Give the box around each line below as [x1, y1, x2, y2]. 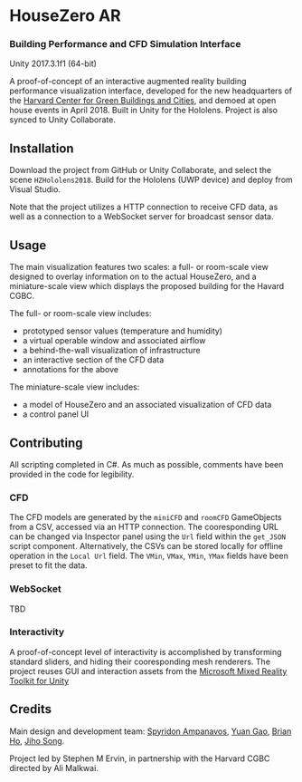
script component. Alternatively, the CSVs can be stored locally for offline [9, 541, 283, 552]
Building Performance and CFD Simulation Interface [9, 38, 241, 51]
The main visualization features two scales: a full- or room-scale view [9, 262, 269, 273]
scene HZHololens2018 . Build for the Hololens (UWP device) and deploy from [9, 174, 294, 186]
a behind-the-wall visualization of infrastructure [22, 345, 201, 356]
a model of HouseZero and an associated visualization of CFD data [22, 400, 272, 410]
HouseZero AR [9, 5, 121, 26]
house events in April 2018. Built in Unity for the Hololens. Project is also [9, 105, 278, 116]
